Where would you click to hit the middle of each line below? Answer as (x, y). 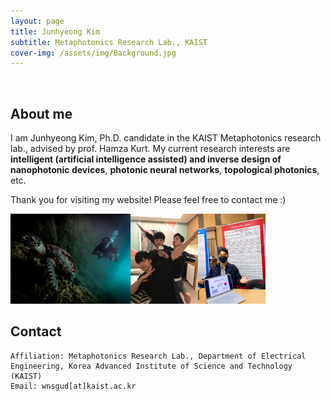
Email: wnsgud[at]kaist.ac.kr (73, 386)
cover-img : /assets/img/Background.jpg (93, 53)
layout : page (37, 21)
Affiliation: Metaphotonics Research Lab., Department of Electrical (158, 356)
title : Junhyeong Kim (55, 31)
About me (41, 113)
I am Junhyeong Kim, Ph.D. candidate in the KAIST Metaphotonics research (166, 138)
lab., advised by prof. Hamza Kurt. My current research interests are (150, 149)
